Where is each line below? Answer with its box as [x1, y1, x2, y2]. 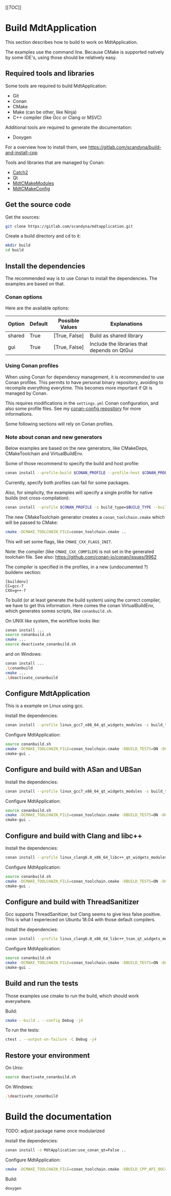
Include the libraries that [90, 341, 148, 348]
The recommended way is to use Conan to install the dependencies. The [5, 275, 158, 281]
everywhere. [5, 998, 32, 1004]
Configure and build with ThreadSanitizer [5, 897, 139, 906]
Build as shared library [90, 332, 144, 339]
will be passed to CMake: [5, 519, 59, 525]
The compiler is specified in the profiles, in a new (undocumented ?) [5, 564, 149, 570]
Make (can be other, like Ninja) [12, 109, 77, 115]
